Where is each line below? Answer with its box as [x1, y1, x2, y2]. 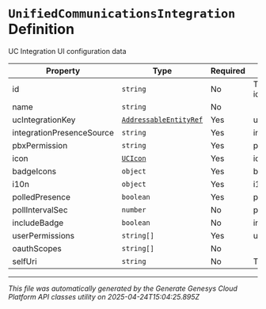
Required [210, 65, 245, 76]
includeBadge [12, 217, 64, 228]
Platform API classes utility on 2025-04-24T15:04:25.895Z [8, 292, 200, 301]
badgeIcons [12, 166, 57, 177]
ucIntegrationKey [12, 114, 76, 125]
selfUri [12, 256, 37, 267]
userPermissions [12, 230, 75, 241]
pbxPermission [12, 139, 68, 151]
